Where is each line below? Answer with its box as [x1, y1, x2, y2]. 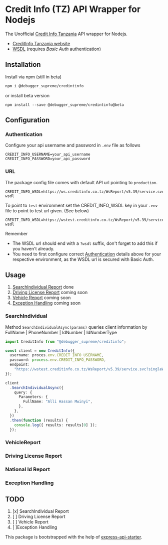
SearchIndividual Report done [12, 284, 74, 290]
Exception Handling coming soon [12, 300, 81, 306]
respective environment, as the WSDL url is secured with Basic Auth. [12, 256, 154, 262]
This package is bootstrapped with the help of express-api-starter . [5, 533, 142, 540]
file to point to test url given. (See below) [5, 207, 89, 214]
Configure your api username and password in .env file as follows [5, 142, 141, 149]
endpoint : [9, 362, 30, 367]
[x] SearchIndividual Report [12, 508, 69, 514]
